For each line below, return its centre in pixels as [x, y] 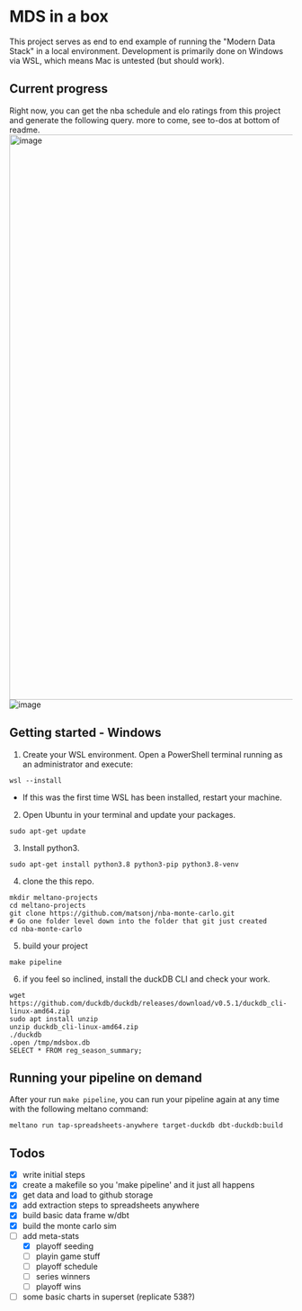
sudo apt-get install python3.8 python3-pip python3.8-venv [124, 864]
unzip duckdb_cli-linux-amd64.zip [74, 1027]
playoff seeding [65, 1246]
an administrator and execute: [77, 764]
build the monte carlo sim [69, 1226]
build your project [55, 946]
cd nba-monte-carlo [46, 929]
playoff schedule [67, 1266]
